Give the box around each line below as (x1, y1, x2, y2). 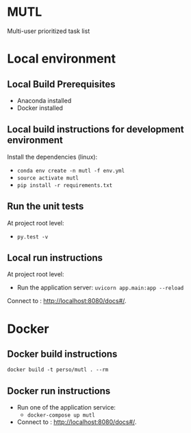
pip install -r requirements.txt (16, 181, 113, 189)
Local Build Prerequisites (7, 78, 116, 90)
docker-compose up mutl (27, 412, 96, 419)
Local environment (7, 51, 116, 67)
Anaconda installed (16, 96, 72, 104)
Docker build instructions (7, 348, 118, 359)
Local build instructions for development (7, 124, 184, 135)
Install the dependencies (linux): (7, 153, 98, 161)
